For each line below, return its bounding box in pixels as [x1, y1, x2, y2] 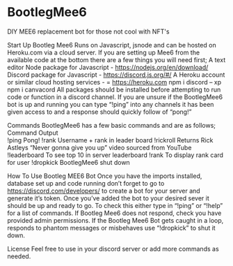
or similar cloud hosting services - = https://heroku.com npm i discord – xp [7, 77, 222, 86]
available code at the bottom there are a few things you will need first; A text [7, 55, 226, 64]
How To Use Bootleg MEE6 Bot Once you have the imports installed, [7, 172, 202, 180]
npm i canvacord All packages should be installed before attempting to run [7, 85, 221, 94]
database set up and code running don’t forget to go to [7, 179, 165, 187]
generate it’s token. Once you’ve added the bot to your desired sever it [7, 193, 210, 202]
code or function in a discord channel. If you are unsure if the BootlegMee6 [7, 92, 223, 101]
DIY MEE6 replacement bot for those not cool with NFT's [7, 27, 170, 36]
